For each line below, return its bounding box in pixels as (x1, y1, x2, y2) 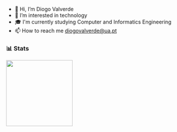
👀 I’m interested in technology (14, 12, 87, 19)
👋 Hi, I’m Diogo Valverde (14, 6, 74, 12)
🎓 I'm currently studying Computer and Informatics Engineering (14, 18, 172, 25)
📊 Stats (6, 44, 29, 52)
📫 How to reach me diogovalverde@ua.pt (14, 27, 117, 34)
